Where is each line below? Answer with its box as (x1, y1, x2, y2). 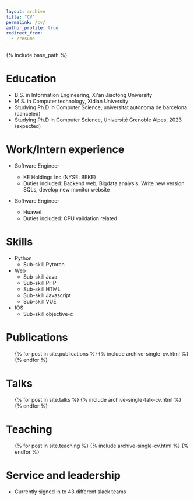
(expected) (14, 122, 41, 129)
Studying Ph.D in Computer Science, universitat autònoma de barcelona (14, 103, 188, 111)
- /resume (11, 36, 35, 41)
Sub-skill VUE (23, 298, 57, 305)
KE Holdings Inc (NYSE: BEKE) (23, 173, 96, 180)
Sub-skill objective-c (23, 310, 73, 317)
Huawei (23, 208, 42, 215)
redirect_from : (6, 30, 43, 36)
